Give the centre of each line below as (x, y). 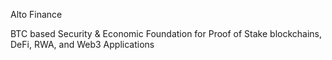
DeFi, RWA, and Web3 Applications (82, 44)
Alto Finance (36, 14)
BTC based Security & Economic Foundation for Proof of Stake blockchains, (166, 33)
